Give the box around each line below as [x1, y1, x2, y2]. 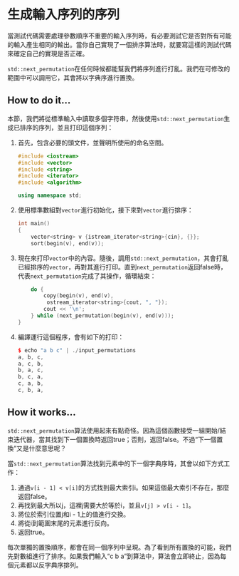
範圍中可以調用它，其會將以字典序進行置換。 [7, 73, 139, 82]
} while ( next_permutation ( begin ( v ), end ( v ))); [31, 312, 174, 319]
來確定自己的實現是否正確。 [7, 49, 89, 58]
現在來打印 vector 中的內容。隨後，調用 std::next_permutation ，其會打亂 [17, 254, 229, 262]
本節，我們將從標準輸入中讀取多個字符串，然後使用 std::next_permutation [7, 114, 224, 123]
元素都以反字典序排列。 [13, 560, 83, 569]
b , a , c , [17, 366, 44, 374]
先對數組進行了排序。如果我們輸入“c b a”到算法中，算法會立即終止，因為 [7, 552, 221, 560]
